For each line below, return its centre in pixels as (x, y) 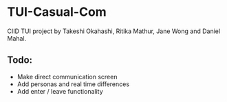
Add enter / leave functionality (60, 91)
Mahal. (17, 38)
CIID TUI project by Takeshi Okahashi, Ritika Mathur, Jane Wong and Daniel (114, 31)
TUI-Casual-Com (57, 12)
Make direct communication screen (67, 76)
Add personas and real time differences (73, 84)
